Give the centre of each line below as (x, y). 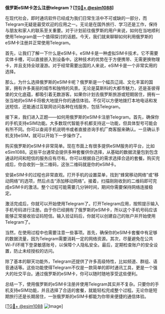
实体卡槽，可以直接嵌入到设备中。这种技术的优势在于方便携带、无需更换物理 (82, 59)
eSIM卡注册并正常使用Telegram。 (39, 43)
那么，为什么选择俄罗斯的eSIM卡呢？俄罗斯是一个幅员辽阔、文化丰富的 (77, 82)
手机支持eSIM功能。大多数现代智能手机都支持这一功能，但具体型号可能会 (83, 123)
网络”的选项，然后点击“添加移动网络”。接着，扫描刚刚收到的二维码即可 (81, 181)
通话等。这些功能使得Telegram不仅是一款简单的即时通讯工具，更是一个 (81, 268)
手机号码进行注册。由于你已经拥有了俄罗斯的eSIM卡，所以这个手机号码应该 (81, 210)
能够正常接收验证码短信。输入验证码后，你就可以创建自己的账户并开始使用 (80, 216)
